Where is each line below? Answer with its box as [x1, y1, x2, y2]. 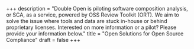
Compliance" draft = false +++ [6, 37, 81, 43]
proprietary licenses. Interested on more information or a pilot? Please [6, 24, 177, 31]
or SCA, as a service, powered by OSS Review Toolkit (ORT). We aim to [6, 11, 179, 18]
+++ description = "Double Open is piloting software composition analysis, [6, 5, 188, 12]
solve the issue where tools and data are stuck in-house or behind [6, 18, 167, 24]
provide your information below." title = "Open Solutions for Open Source [6, 30, 184, 37]
